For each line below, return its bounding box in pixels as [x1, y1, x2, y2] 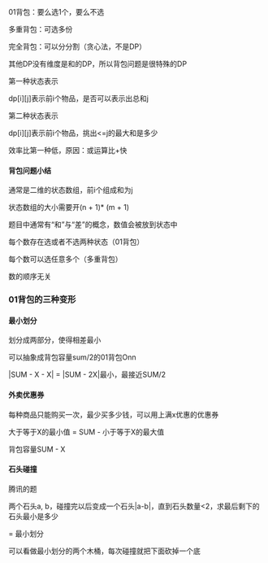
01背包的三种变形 [8, 294, 76, 305]
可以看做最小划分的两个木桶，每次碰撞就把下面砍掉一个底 [8, 546, 201, 556]
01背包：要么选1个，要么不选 [8, 7, 105, 16]
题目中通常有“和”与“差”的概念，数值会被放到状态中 [8, 220, 178, 229]
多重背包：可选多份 [8, 24, 73, 34]
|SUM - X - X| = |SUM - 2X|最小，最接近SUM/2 [8, 369, 166, 380]
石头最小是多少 [8, 511, 58, 521]
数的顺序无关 [8, 272, 51, 281]
